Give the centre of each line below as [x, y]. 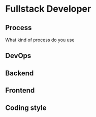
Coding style [26, 108]
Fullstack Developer [48, 9]
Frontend [20, 90]
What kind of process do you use [40, 40]
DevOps [18, 56]
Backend [20, 73]
